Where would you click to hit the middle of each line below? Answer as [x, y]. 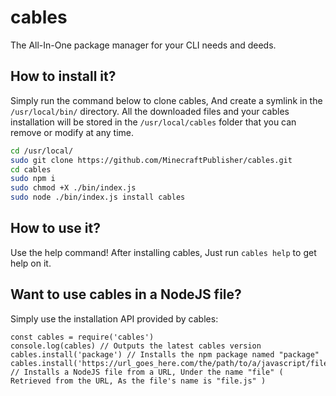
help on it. [31, 263]
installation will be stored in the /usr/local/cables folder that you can [153, 122]
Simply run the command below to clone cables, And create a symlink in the [166, 100]
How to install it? [63, 76]
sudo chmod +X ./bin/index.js [73, 188]
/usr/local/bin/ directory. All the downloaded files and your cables [150, 111]
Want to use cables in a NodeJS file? [126, 294]
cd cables [31, 169]
